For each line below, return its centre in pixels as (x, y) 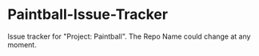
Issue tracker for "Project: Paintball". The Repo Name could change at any (129, 36)
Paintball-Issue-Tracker (88, 15)
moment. (22, 44)
